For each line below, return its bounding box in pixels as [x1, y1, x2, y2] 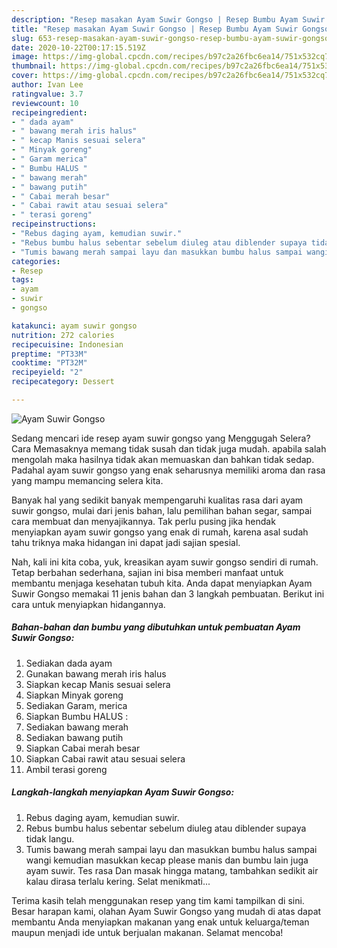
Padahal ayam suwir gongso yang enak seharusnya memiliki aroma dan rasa [11, 464, 326, 476]
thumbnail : [11, 61, 57, 71]
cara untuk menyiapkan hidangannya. [11, 598, 166, 610]
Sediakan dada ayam [25, 657, 113, 669]
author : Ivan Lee [11, 80, 84, 90]
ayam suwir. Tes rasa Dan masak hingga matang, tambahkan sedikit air [25, 864, 319, 876]
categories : [11, 256, 61, 266]
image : [11, 52, 39, 62]
